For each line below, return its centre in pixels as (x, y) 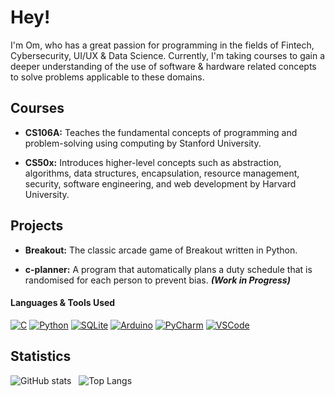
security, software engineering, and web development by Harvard (160, 183)
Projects (37, 226)
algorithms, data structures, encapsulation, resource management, (162, 173)
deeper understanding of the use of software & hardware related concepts (163, 66)
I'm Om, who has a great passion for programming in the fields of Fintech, (162, 45)
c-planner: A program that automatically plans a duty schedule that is (168, 269)
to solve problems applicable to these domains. (107, 77)
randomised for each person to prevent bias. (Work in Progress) (157, 280)
